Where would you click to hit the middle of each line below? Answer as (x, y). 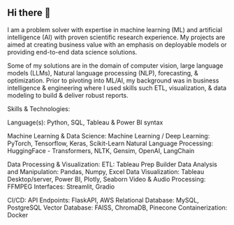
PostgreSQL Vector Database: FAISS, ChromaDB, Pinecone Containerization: (117, 208)
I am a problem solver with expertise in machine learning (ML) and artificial (115, 29)
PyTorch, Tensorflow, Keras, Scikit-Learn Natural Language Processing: (110, 143)
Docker (18, 215)
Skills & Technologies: (39, 108)
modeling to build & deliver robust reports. (68, 95)
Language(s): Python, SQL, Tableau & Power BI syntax (85, 122)
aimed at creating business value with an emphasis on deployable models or (117, 44)
